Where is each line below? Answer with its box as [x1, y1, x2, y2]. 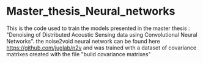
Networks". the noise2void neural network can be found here [6, 37, 160, 45]
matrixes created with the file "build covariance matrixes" [6, 50, 151, 57]
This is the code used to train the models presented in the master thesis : [6, 24, 191, 32]
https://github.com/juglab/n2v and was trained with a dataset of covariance [6, 44, 197, 51]
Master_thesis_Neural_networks [6, 4, 175, 18]
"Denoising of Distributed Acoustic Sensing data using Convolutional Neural [6, 31, 197, 38]
